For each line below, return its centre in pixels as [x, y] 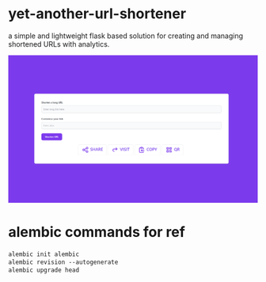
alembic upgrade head [44, 270]
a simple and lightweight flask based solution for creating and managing [126, 36]
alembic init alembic [44, 254]
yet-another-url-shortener [97, 14]
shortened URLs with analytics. [59, 44]
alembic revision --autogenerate [63, 262]
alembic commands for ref [97, 232]
